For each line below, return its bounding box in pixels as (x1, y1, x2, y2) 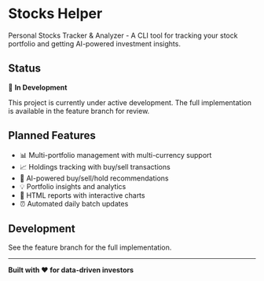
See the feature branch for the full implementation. (8, 243, 172, 252)
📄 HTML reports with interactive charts (19, 190, 145, 200)
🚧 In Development (8, 82, 68, 92)
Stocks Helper (8, 5, 103, 23)
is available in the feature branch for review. (8, 106, 150, 115)
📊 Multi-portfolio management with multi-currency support (19, 150, 212, 159)
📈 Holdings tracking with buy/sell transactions (19, 162, 170, 171)
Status (8, 62, 42, 75)
